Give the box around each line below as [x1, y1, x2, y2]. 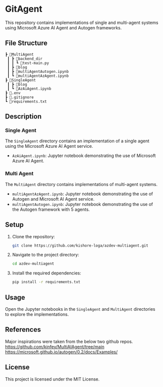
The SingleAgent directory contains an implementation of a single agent [5, 138, 150, 144]
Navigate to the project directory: [12, 252, 79, 258]
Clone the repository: [12, 233, 55, 239]
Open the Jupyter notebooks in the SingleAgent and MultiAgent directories [5, 306, 156, 312]
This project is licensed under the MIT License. [5, 376, 100, 382]
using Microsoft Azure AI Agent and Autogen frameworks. [5, 24, 122, 30]
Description [5, 113, 42, 121]
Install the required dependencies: [12, 270, 82, 276]
